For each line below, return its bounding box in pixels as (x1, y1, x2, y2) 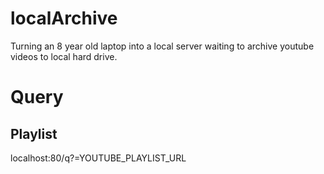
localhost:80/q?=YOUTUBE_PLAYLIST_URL (10, 152, 187, 164)
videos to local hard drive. (10, 50, 118, 62)
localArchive (10, 7, 118, 30)
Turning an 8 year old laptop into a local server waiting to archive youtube (10, 40, 315, 52)
